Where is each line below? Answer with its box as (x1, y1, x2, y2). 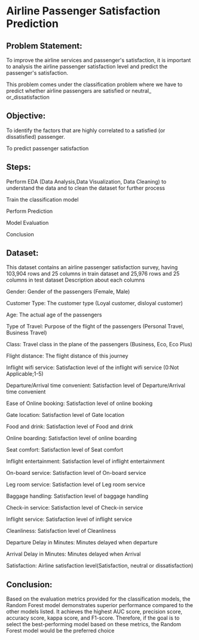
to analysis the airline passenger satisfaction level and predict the (6, 63, 168, 70)
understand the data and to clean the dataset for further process (6, 184, 166, 191)
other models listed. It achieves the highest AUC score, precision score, (6, 608, 183, 615)
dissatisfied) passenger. (6, 133, 66, 140)
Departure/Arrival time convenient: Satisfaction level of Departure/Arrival (6, 382, 185, 389)
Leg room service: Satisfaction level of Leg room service (6, 481, 145, 488)
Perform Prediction (6, 208, 53, 215)
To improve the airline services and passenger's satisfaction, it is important (6, 57, 191, 63)
